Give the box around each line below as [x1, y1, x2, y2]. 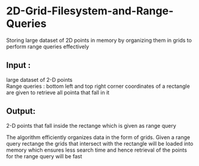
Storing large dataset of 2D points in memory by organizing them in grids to [6, 36, 192, 44]
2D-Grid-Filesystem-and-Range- [6, 4, 174, 18]
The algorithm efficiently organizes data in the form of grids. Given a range [6, 133, 190, 141]
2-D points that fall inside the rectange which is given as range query [6, 122, 176, 129]
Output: [6, 106, 36, 116]
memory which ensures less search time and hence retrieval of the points [6, 146, 187, 153]
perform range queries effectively [6, 43, 90, 50]
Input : [6, 60, 31, 70]
